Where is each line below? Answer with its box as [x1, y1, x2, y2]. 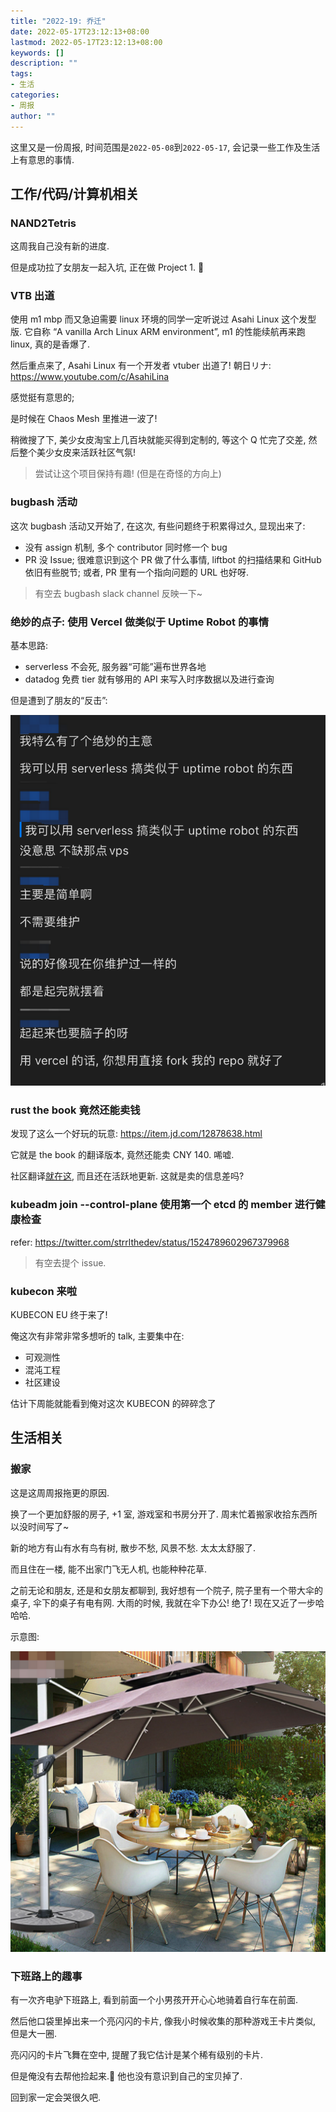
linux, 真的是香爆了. [10, 338, 90, 350]
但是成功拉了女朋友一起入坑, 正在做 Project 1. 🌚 [10, 261, 205, 274]
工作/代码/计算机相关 [10, 185, 140, 202]
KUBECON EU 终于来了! [10, 1309, 108, 1321]
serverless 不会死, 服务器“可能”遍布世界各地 [24, 661, 207, 673]
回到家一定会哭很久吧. [10, 2091, 102, 2104]
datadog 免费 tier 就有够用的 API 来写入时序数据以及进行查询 [24, 673, 275, 685]
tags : [10, 69, 33, 79]
